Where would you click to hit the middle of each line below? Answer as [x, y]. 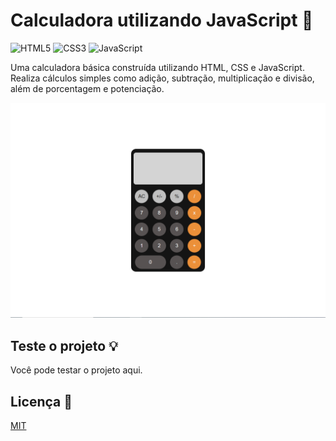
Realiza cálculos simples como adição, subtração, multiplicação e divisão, [162, 78]
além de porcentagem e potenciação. [87, 88]
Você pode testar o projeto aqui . [76, 370]
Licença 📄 [41, 401]
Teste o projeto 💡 [64, 345]
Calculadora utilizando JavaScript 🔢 [162, 20]
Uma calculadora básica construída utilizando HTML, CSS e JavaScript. [157, 67]
